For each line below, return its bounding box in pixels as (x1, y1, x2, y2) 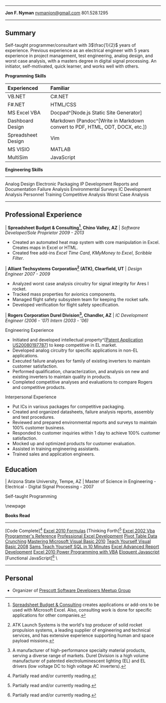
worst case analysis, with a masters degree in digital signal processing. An (5, 58, 157, 64)
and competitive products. (12, 384, 66, 390)
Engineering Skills (5, 166, 43, 172)
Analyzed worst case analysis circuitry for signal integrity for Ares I (12, 280, 149, 286)
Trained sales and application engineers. (12, 451, 95, 457)
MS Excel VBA (7, 109, 41, 116)
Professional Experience (5, 211, 83, 219)
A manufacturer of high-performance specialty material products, (12, 647, 146, 653)
